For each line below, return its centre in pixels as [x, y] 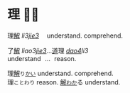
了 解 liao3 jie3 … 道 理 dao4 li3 [48, 50]
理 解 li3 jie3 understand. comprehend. [65, 35]
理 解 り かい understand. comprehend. [60, 73]
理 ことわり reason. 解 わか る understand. [64, 82]
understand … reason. [42, 58]
